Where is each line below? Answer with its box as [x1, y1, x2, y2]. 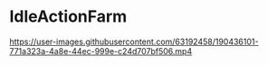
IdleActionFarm [9, 6, 128, 27]
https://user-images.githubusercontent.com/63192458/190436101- [9, 36, 259, 47]
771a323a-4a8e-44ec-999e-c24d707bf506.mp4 [9, 45, 193, 56]
